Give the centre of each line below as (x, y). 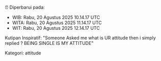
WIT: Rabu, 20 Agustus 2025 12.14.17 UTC (56, 28)
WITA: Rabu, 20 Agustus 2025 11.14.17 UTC (57, 23)
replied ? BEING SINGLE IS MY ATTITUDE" (49, 43)
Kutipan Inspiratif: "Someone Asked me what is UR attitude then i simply (80, 38)
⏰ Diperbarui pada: (25, 7)
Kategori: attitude (23, 53)
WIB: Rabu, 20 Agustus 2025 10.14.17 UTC (56, 17)
